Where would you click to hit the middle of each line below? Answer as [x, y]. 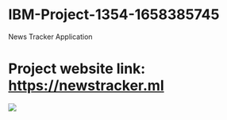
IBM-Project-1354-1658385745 [114, 15]
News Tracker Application [50, 37]
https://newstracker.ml [86, 86]
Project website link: [77, 69]
